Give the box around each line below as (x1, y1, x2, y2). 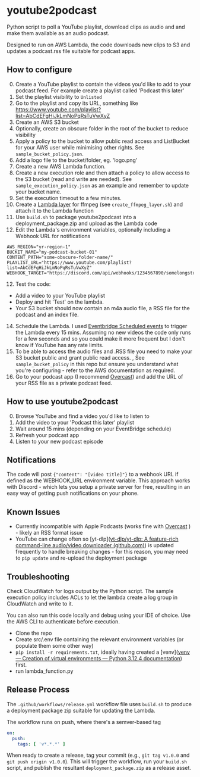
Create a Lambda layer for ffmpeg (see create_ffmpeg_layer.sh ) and (15, 201, 183, 208)
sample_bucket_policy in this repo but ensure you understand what (15, 360, 179, 367)
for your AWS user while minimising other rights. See (15, 143, 145, 151)
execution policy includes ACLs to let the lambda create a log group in (7, 594, 178, 601)
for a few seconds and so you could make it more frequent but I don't (15, 335, 185, 342)
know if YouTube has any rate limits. (15, 341, 104, 348)
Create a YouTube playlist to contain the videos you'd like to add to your (15, 80, 192, 88)
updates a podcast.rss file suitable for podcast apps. (7, 47, 136, 54)
